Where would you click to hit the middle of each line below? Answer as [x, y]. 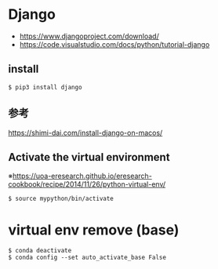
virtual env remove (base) [94, 230]
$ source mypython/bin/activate [61, 199]
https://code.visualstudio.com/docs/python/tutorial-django [114, 44]
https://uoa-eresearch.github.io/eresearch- [82, 176]
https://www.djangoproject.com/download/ [89, 36]
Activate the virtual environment [89, 157]
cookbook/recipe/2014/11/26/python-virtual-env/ [87, 184]
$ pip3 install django [45, 87]
